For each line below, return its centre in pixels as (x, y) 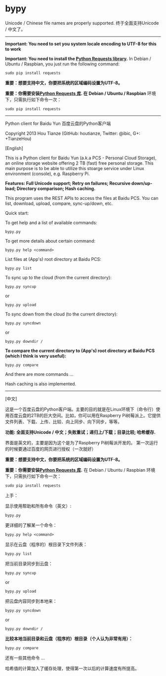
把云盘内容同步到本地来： (31, 601)
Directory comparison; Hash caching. (56, 188)
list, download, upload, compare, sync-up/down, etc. (59, 203)
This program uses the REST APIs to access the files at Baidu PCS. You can (82, 198)
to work (13, 49)
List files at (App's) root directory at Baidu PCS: (53, 259)
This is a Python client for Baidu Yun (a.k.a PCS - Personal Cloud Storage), (81, 158)
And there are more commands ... (39, 374)
